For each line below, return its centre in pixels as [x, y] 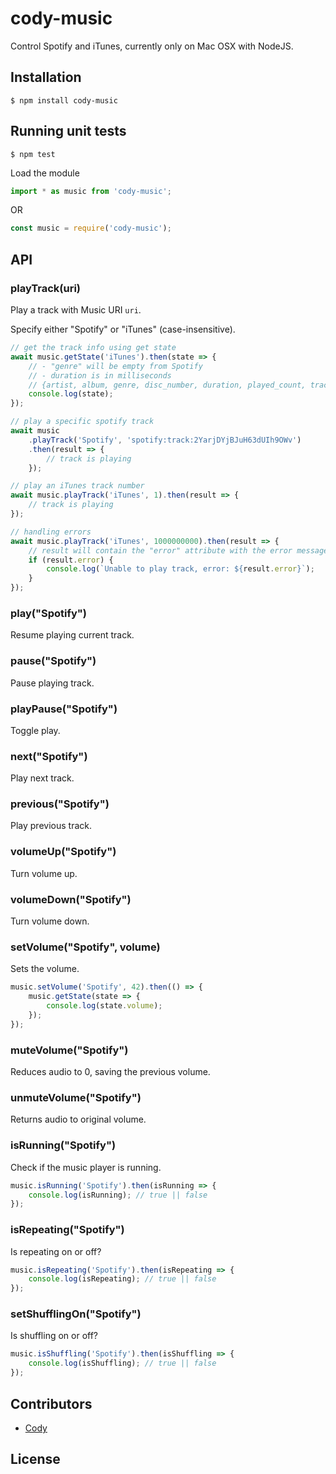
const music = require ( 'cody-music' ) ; [91, 228]
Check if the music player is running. [86, 1167]
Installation [46, 77]
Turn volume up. [44, 873]
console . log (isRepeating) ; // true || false [122, 1279]
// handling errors [51, 532]
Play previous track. [51, 826]
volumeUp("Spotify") [63, 852]
